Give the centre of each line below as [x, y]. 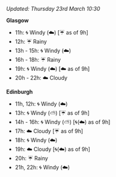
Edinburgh [20, 92]
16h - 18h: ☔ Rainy [38, 60]
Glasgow [17, 20]
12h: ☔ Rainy [31, 41]
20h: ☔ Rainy [31, 158]
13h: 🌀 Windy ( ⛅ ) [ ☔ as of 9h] [52, 113]
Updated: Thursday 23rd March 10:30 [53, 9]
